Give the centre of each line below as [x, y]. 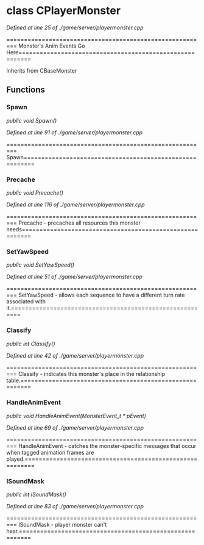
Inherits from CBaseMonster [42, 70]
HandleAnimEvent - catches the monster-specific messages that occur [107, 446]
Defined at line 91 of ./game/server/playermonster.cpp [75, 132]
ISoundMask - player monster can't [62, 525]
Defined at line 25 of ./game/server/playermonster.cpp [75, 27]
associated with [26, 301]
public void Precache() [35, 192]
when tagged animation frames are [50, 452]
